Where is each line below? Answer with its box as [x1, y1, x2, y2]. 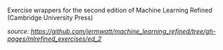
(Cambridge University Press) [7, 13, 94, 22]
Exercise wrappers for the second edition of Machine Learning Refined [7, 6, 212, 14]
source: [7, 27, 30, 35]
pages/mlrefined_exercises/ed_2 [7, 35, 102, 43]
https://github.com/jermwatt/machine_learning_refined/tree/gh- [30, 27, 216, 35]
